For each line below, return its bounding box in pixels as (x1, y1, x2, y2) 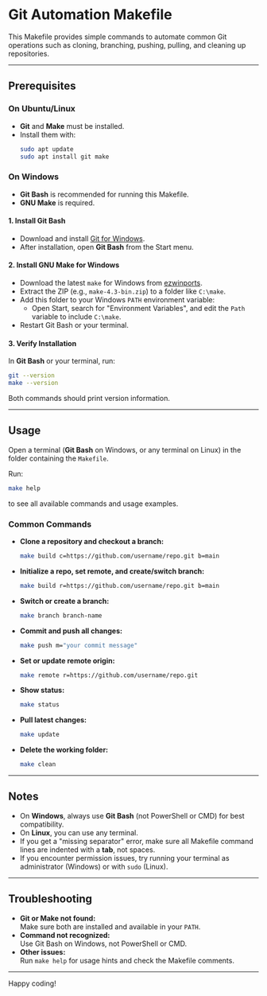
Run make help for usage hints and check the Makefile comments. (19, 955, 234, 965)
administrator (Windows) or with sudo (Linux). (19, 862, 168, 871)
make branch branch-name (19, 611, 103, 620)
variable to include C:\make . (31, 312, 122, 321)
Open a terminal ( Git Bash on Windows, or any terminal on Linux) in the (8, 445, 242, 454)
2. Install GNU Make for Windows (8, 260, 120, 270)
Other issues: (19, 947, 66, 956)
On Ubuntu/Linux (8, 103, 75, 115)
